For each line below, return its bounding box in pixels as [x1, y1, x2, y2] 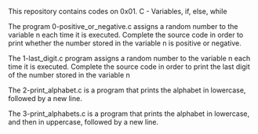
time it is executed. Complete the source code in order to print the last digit [8, 62, 251, 71]
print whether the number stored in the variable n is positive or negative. [8, 38, 242, 48]
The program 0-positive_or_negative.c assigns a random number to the [8, 22, 238, 31]
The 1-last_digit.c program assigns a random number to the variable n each [8, 54, 251, 63]
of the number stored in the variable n [8, 71, 131, 79]
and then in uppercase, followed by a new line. [8, 118, 159, 126]
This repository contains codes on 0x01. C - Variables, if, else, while [8, 7, 227, 16]
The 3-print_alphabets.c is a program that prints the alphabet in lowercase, [8, 109, 249, 118]
